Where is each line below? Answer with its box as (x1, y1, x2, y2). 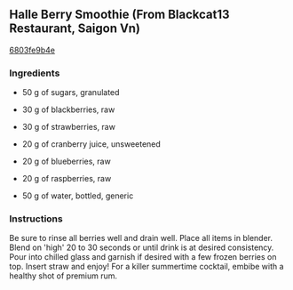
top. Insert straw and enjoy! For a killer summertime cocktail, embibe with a (9, 262, 284, 272)
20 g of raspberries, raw (21, 173, 112, 184)
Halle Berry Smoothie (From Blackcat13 (9, 7, 230, 22)
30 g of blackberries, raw (21, 104, 115, 115)
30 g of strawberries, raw (21, 122, 115, 133)
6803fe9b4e (9, 44, 56, 55)
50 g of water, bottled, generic (21, 190, 134, 201)
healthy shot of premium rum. (9, 270, 118, 281)
